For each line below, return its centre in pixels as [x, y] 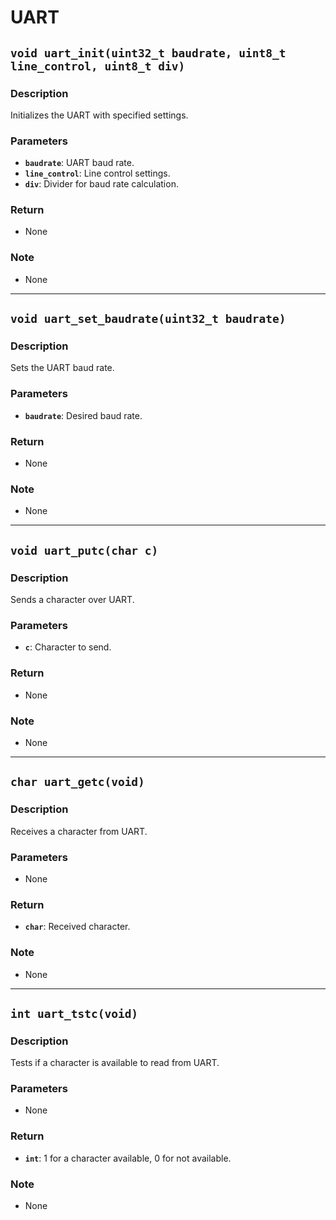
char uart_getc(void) [77, 782]
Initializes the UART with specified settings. [99, 115]
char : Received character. [77, 927]
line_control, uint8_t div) [98, 66]
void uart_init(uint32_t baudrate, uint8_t [148, 53]
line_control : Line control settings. [97, 173]
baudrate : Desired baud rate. [83, 415]
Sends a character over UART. [72, 600]
